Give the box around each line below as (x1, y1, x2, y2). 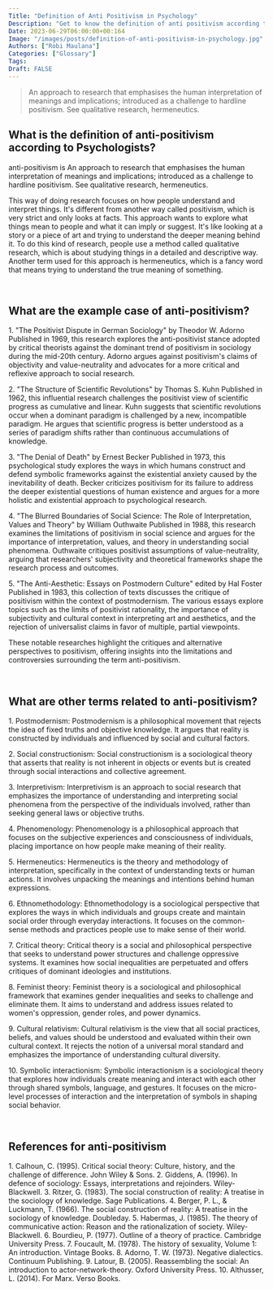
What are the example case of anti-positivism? (8, 304, 250, 317)
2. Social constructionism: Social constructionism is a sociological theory (8, 750, 253, 759)
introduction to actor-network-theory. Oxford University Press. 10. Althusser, (8, 1265, 264, 1275)
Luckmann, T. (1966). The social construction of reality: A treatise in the (8, 1205, 249, 1213)
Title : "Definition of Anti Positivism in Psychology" (8, 11, 198, 20)
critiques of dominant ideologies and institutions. (8, 966, 172, 977)
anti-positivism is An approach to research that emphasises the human (8, 162, 245, 172)
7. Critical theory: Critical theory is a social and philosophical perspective (8, 941, 252, 951)
